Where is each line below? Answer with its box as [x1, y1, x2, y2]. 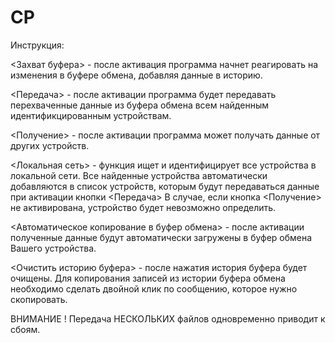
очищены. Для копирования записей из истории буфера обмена [10, 272, 286, 284]
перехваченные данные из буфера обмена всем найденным [10, 99, 269, 111]
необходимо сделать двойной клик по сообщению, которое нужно [10, 282, 298, 295]
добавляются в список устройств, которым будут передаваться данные [10, 180, 320, 192]
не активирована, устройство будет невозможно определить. [10, 201, 277, 213]
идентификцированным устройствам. [10, 109, 172, 121]
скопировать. [10, 293, 68, 305]
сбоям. [10, 323, 41, 335]
